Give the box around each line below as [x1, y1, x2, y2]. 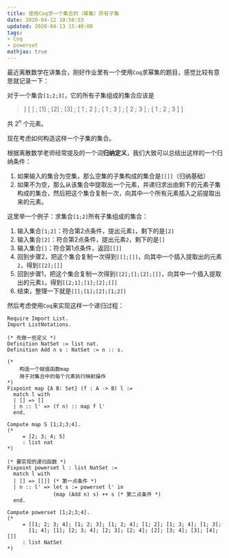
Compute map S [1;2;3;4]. [7, 421, 81, 428]
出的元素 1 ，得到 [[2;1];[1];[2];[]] [16, 278, 118, 286]
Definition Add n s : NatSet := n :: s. [7, 346, 124, 353]
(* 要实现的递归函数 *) [7, 458, 67, 465]
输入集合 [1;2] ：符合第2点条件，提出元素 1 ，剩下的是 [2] [16, 226, 174, 235]
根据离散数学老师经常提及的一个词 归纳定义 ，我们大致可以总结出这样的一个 [7, 148, 217, 156]
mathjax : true [7, 49, 48, 56]
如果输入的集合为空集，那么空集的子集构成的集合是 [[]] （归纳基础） [16, 172, 210, 180]
